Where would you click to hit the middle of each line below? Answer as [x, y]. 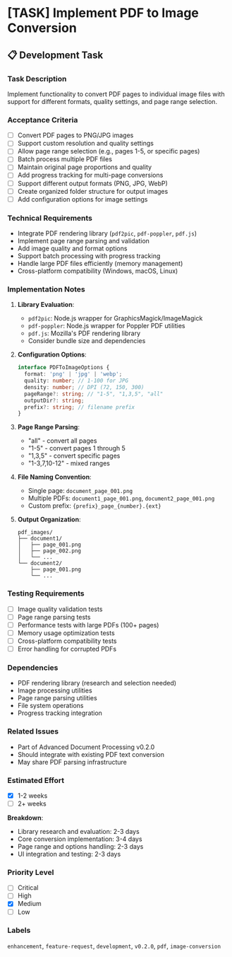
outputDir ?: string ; [54, 400]
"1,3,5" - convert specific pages [74, 456]
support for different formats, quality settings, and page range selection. [112, 101]
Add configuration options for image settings [83, 199]
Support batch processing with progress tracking [89, 256]
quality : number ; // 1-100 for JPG [77, 381]
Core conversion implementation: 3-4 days [80, 839]
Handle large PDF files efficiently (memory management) [100, 264]
